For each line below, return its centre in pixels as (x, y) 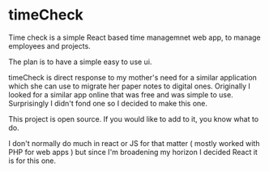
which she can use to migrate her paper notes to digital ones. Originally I (130, 86)
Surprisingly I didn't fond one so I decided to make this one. (108, 103)
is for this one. (32, 161)
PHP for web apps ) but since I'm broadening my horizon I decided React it (133, 152)
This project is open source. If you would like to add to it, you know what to (134, 118)
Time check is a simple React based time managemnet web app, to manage (134, 37)
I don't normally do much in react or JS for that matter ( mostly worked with (134, 143)
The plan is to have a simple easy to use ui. (80, 62)
